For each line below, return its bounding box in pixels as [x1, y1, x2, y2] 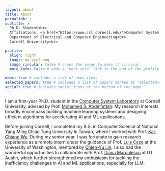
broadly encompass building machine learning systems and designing [5, 108, 147, 114]
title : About [5, 12, 32, 17]
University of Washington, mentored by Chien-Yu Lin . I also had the [5, 144, 141, 150]
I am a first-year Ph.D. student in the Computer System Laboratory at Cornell [5, 98, 160, 104]
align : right [9, 53, 36, 58]
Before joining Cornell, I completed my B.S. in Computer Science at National [5, 123, 159, 129]
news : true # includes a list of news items [5, 75, 98, 80]
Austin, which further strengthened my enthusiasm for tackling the [5, 155, 139, 161]
